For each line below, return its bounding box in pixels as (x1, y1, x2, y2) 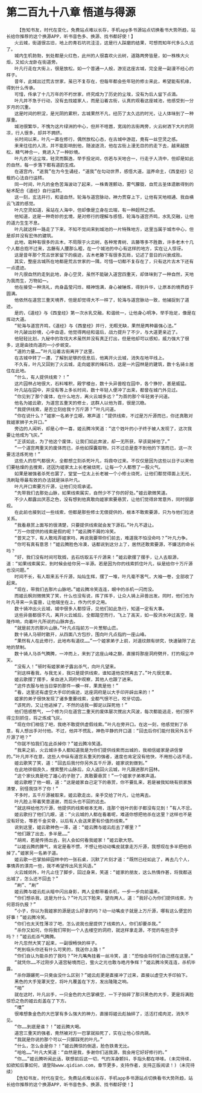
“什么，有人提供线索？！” (14, 374, 69, 380)
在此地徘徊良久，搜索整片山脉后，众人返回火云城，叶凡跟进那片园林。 (14, 766, 163, 772)
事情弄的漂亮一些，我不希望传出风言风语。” (6, 863, 97, 869)
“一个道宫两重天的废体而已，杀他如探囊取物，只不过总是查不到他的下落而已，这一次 (14, 445, 192, 451)
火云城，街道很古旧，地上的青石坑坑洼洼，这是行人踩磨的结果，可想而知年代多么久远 (14, 40, 194, 46)
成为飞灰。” (19, 432, 43, 438)
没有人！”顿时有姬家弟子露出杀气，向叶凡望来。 (17, 663, 119, 669)
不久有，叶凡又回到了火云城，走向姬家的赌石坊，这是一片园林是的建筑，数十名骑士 (14, 361, 190, 367)
